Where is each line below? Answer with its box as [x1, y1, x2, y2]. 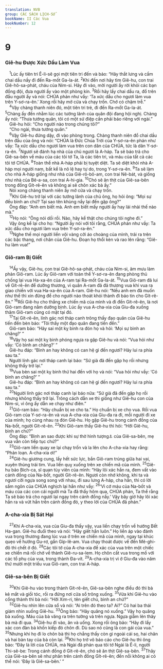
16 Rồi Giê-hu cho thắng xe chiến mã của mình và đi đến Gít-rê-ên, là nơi [14, 298, 158, 304]
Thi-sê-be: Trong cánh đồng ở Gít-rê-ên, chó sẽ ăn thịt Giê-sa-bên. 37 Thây [5, 647, 156, 654]
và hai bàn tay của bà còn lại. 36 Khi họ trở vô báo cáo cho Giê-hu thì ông [5, 636, 151, 643]
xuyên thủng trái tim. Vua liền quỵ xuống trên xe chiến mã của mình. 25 [5, 461, 147, 468]
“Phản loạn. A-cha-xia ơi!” [5, 450, 57, 456]
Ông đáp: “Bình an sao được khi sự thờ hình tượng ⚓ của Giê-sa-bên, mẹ [9, 433, 154, 439]
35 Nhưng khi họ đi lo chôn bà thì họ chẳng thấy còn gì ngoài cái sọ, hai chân [5, 630, 158, 637]
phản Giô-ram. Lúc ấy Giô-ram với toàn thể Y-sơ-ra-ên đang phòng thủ [5, 271, 147, 277]
